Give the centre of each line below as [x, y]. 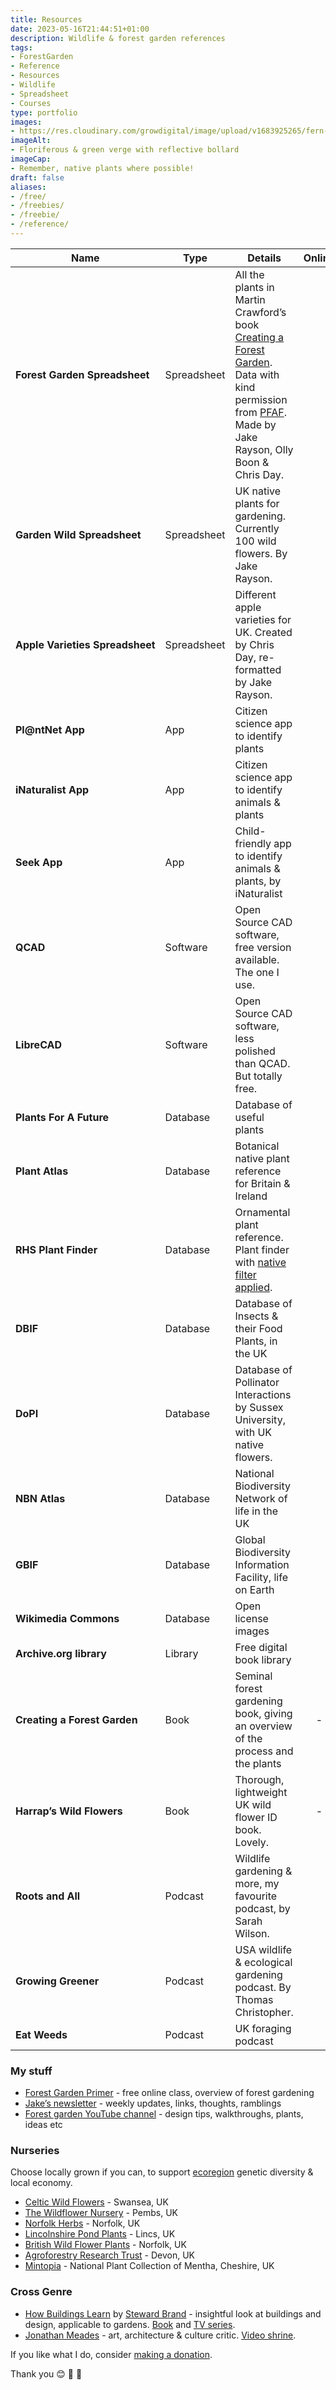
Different [255, 594]
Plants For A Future [62, 1117]
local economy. [41, 2183]
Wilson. [252, 1933]
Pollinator [257, 1382]
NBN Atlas [40, 1498]
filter [245, 1274]
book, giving [263, 1713]
